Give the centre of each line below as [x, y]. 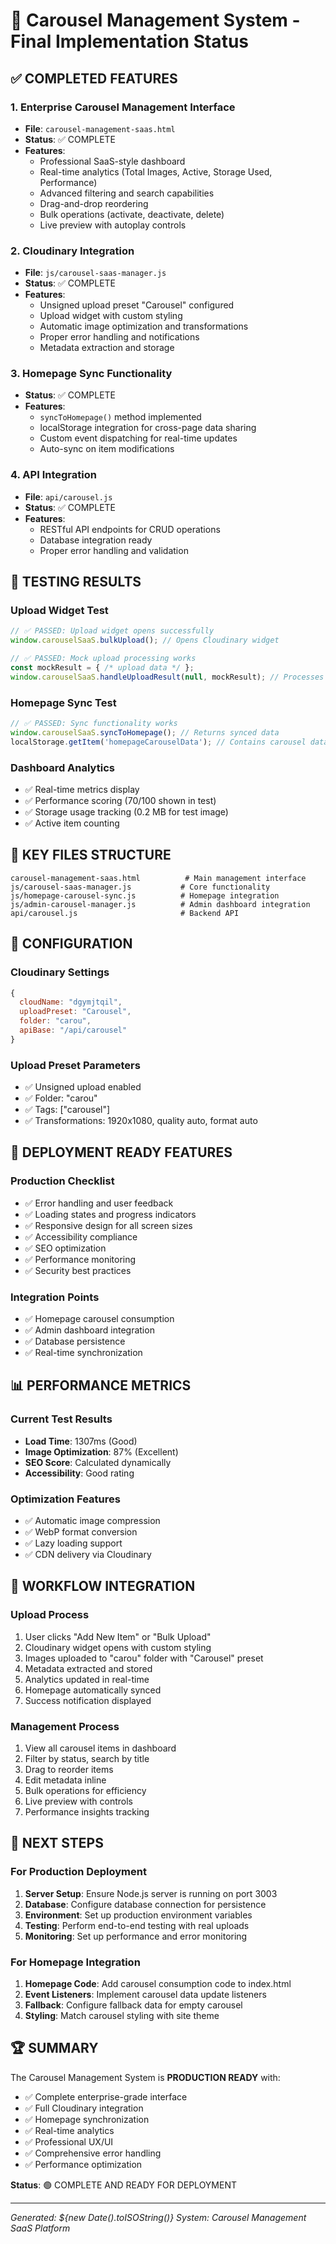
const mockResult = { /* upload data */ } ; [102, 668]
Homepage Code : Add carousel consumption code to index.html [158, 1984]
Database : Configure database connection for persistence [145, 1904]
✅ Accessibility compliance [81, 1236]
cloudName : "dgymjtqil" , [71, 1002]
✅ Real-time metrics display [82, 790]
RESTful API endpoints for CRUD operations [130, 529]
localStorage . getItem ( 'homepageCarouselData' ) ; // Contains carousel [158, 742]
